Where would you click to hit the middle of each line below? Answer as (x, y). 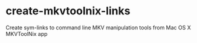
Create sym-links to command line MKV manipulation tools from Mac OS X (98, 27)
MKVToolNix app (27, 33)
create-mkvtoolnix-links (68, 11)
